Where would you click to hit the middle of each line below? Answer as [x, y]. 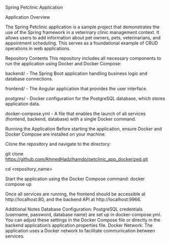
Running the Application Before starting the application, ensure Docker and [84, 129]
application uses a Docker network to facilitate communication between [80, 231]
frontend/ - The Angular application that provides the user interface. [76, 89]
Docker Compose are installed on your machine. [56, 134]
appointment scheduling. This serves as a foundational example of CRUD [82, 43]
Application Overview [28, 17]
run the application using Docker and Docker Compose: [63, 64]
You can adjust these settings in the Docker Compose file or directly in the [83, 220]
